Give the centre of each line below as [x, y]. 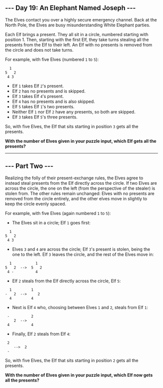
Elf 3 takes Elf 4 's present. [38, 96]
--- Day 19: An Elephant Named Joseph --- [70, 8]
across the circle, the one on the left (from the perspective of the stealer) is [80, 188]
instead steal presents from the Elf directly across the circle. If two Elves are [81, 183]
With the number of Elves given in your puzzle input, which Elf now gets [79, 375]
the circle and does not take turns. [39, 50]
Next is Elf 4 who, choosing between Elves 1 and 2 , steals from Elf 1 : [80, 307]
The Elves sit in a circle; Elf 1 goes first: [51, 223]
